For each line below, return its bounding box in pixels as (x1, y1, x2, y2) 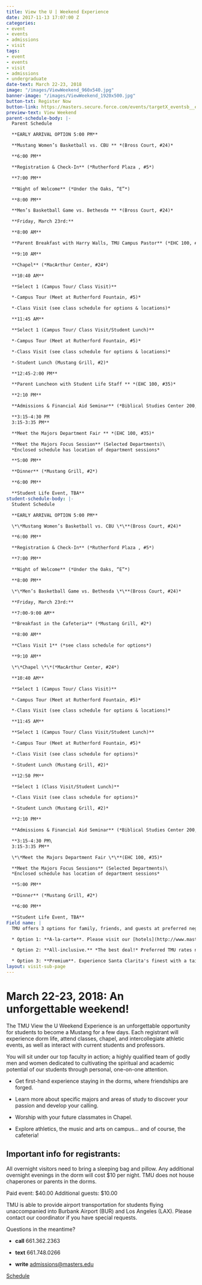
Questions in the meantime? (6, 1225, 76, 1233)
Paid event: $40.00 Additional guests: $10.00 (6, 1189, 118, 1197)
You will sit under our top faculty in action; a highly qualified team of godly (6, 1053, 191, 1060)
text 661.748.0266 (14, 1249, 61, 1256)
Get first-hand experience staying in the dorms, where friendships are (14, 1077, 188, 1085)
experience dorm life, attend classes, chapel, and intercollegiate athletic (6, 1035, 185, 1042)
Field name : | (6, 920, 42, 926)
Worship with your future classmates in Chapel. (14, 1114, 132, 1121)
